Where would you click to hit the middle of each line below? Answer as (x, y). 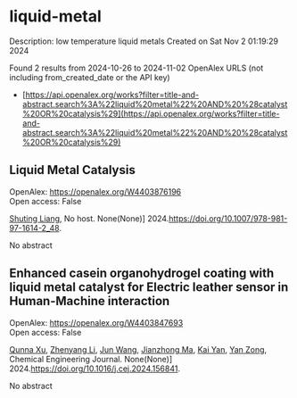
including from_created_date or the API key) (90, 77)
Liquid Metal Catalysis (72, 170)
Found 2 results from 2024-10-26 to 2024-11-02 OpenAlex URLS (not (136, 68)
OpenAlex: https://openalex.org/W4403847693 (96, 322)
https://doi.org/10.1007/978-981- (228, 218)
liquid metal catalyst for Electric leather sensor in (149, 287)
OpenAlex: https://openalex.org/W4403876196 (95, 191)
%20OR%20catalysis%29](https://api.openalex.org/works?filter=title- (151, 113)
